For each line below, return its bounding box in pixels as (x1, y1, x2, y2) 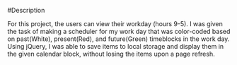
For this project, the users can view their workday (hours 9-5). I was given (7, 20, 223, 28)
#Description (7, 6, 45, 14)
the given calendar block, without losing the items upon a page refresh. (7, 49, 215, 58)
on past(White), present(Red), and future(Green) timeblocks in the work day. (7, 35, 230, 43)
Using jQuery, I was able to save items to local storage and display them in (7, 42, 224, 50)
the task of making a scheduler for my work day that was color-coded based (7, 28, 231, 35)
